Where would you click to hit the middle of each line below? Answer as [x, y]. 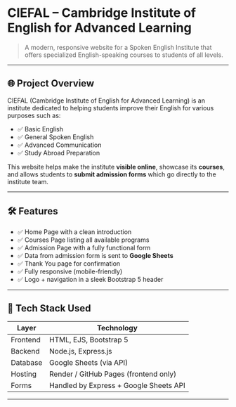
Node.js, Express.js [80, 351]
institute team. [28, 181]
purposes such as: [34, 115]
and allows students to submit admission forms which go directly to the [112, 174]
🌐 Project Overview [51, 83]
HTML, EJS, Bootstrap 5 [88, 340]
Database [27, 363]
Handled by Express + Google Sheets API [117, 386]
